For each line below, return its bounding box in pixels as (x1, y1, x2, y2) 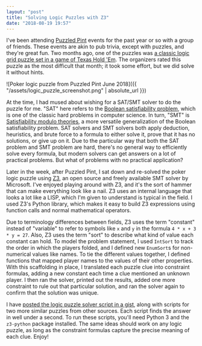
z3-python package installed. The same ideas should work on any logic (6, 320, 182, 327)
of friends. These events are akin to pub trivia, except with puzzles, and (6, 43, 185, 50)
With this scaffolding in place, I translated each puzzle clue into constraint (6, 264, 190, 271)
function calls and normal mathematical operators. (6, 207, 131, 214)
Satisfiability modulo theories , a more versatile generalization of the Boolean (6, 118, 196, 125)
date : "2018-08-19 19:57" (6, 20, 71, 26)
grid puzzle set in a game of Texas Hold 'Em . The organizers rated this (6, 56, 181, 64)
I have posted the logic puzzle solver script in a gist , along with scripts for (6, 301, 190, 308)
